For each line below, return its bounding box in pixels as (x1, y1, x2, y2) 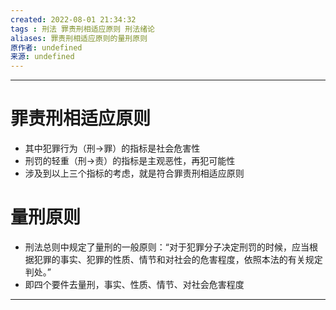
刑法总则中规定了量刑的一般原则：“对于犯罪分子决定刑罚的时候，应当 (24, 241, 310, 253)
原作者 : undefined (10, 42, 83, 53)
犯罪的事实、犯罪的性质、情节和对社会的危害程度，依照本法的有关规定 (33, 254, 323, 265)
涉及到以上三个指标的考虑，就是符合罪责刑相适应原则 (24, 167, 245, 180)
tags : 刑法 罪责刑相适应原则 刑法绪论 (10, 24, 155, 34)
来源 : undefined (10, 52, 75, 62)
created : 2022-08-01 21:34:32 (10, 14, 137, 25)
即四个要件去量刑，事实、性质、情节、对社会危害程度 (24, 279, 245, 290)
